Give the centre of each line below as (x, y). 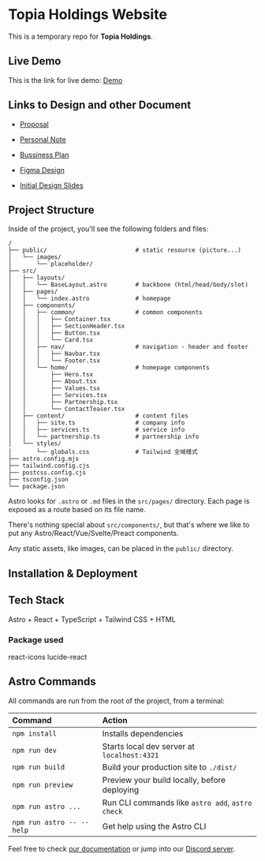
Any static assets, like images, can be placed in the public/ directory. (121, 548)
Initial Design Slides (52, 185)
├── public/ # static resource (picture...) (125, 250)
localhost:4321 (131, 755)
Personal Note (43, 139)
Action (115, 720)
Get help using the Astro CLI (154, 826)
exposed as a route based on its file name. (77, 510)
